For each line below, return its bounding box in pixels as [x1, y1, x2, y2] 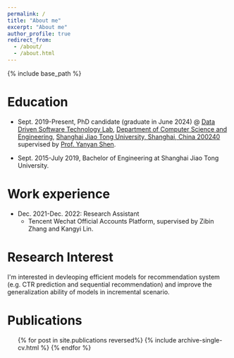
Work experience [7, 186, 111, 202]
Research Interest [7, 249, 114, 265]
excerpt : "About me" [7, 23, 68, 30]
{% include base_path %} [7, 69, 82, 78]
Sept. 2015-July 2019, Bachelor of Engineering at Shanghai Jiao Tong [17, 154, 219, 162]
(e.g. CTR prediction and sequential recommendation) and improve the [7, 280, 213, 289]
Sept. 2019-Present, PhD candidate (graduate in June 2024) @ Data [17, 117, 216, 126]
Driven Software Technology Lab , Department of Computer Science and [17, 125, 228, 133]
